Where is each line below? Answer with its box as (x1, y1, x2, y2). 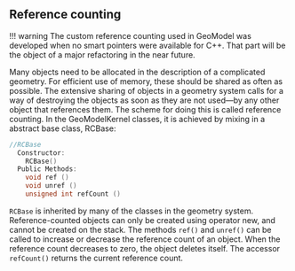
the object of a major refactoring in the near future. (9, 49, 195, 60)
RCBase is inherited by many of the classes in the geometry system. (9, 205, 254, 216)
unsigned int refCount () (25, 190, 122, 198)
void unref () (25, 182, 77, 190)
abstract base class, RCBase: (9, 123, 116, 134)
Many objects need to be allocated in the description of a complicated (9, 66, 266, 77)
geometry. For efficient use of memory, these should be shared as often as (9, 75, 283, 87)
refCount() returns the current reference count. (9, 252, 184, 263)
